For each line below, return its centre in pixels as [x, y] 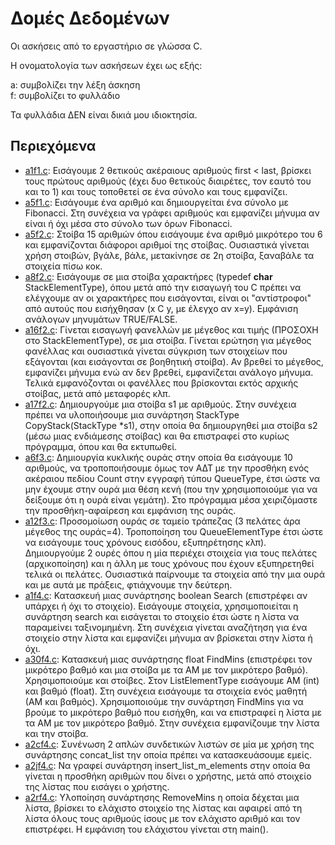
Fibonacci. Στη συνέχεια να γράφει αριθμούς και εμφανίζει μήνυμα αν [172, 213]
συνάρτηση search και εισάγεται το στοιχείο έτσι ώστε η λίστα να [162, 616]
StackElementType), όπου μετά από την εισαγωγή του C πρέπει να [163, 287]
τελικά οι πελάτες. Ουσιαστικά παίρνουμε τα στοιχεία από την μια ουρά [174, 574]
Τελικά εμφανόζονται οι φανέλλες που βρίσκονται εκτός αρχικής [161, 383]
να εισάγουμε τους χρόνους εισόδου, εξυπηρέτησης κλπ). [145, 542]
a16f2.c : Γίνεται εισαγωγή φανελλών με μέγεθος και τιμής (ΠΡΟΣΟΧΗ [171, 329]
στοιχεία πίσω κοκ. [63, 266]
